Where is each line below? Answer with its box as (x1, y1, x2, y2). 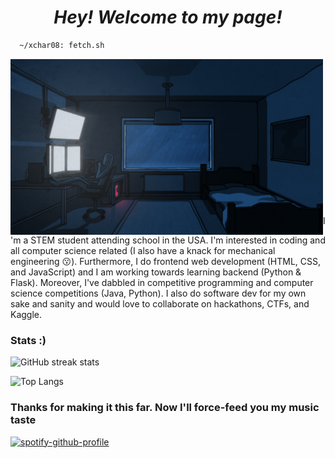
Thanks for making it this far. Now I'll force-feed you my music (10, 401, 320, 415)
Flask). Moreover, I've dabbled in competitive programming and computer (10, 277, 314, 289)
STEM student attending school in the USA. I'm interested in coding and (30, 234, 326, 246)
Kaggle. (10, 309, 43, 321)
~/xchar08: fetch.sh (19, 40, 105, 50)
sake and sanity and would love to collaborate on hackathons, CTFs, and (10, 298, 310, 310)
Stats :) (10, 333, 47, 347)
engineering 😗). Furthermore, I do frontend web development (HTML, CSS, (10, 256, 322, 268)
